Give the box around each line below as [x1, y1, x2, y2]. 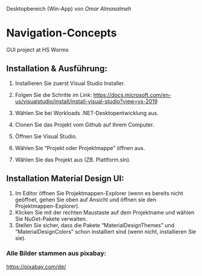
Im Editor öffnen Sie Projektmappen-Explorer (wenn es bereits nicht [14, 189, 183, 196]
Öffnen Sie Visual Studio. [14, 133, 77, 140]
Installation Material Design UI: [6, 174, 125, 184]
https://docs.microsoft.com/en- [93, 91, 172, 98]
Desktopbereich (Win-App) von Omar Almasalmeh [6, 5, 131, 12]
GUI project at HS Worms [6, 46, 69, 53]
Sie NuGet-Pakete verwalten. [14, 215, 87, 222]
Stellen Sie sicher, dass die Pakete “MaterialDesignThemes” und [14, 221, 175, 228]
